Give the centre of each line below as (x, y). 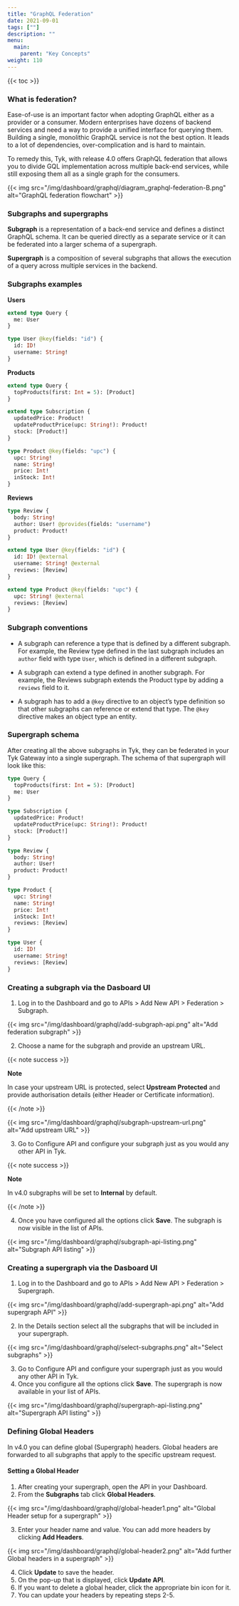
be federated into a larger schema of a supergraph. (83, 244)
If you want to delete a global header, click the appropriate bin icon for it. (124, 1587)
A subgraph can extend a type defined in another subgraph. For (111, 672)
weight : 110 (25, 61)
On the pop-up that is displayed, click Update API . (91, 1580)
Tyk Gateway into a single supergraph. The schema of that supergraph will (117, 758)
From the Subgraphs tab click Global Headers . (87, 1494)
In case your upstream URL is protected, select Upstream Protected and (114, 1087)
